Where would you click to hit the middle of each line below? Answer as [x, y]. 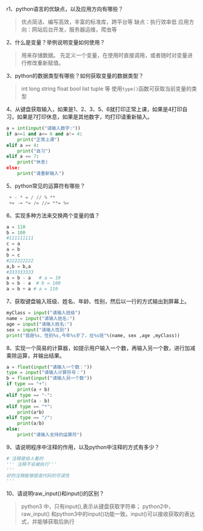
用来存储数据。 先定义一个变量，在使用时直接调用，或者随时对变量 [104, 55]
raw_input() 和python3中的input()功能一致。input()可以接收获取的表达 [108, 514]
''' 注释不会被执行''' [32, 464]
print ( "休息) [33, 162]
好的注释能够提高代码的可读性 [38, 476]
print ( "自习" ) [34, 151]
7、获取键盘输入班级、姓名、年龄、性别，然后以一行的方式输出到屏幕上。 [98, 301]
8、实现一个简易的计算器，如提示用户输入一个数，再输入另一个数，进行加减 [101, 348]
